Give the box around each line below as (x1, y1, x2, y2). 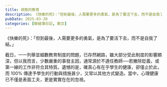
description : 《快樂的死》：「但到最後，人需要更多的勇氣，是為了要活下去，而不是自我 (5, 12, 160, 17)
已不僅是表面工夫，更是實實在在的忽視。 (5, 77, 88, 83)
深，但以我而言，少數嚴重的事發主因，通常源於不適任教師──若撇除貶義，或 (5, 58, 160, 64)
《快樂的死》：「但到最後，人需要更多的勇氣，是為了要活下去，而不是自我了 (5, 35, 158, 41)
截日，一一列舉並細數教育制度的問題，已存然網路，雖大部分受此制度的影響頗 (5, 52, 162, 58)
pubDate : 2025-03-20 (5, 16, 48, 21)
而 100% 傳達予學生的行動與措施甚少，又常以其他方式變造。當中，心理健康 (5, 70, 159, 77)
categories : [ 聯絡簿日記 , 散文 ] (5, 21, 67, 26)
